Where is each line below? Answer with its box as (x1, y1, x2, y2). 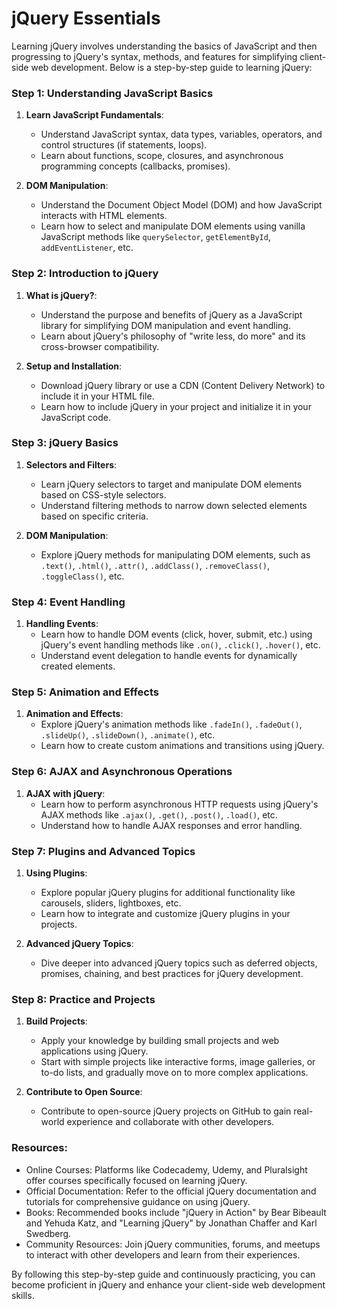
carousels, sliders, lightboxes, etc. (40, 897, 182, 909)
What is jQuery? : (25, 289, 98, 301)
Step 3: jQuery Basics (11, 436, 119, 450)
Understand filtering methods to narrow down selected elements (40, 499, 308, 511)
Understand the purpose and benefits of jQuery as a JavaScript (40, 308, 303, 321)
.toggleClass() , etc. (40, 570, 125, 582)
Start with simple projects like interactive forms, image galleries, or (40, 1056, 316, 1068)
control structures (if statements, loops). (40, 139, 208, 151)
